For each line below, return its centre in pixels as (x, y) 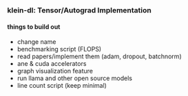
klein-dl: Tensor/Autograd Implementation (79, 10)
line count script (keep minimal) (62, 86)
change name (36, 42)
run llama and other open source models (75, 78)
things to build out (34, 27)
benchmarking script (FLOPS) (59, 49)
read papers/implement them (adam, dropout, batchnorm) (99, 56)
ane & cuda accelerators (52, 64)
